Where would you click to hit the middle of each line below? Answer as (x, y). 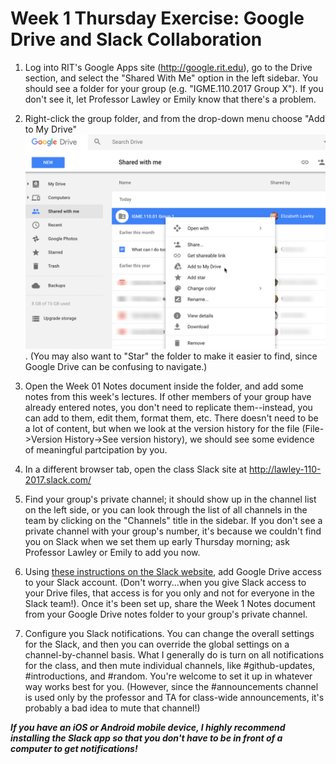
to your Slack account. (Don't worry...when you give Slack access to (165, 583)
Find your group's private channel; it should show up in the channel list (170, 499)
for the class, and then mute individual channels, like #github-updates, (170, 666)
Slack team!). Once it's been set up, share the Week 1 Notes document (170, 604)
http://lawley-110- (285, 469)
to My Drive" (51, 129)
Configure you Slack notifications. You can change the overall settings (169, 634)
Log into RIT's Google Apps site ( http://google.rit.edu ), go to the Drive (168, 67)
